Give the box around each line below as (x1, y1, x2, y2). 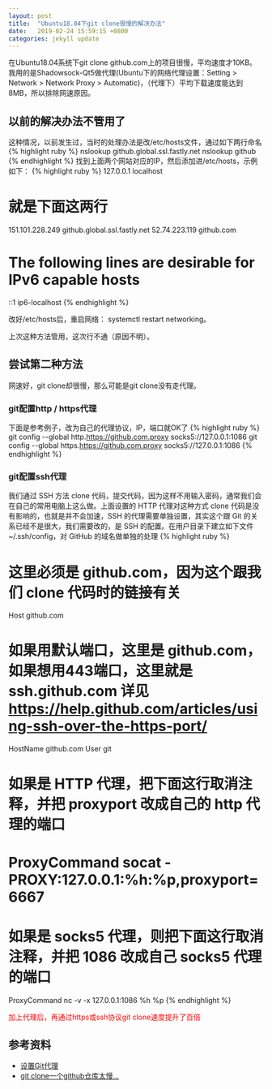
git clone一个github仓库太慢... (19, 1071, 120, 1081)
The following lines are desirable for (8, 253, 255, 272)
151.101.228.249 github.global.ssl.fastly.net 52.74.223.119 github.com (8, 225, 236, 235)
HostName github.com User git (8, 744, 112, 754)
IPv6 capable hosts (8, 271, 140, 289)
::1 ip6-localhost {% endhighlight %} (8, 297, 130, 307)
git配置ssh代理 (8, 471, 67, 482)
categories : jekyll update (8, 34, 100, 43)
